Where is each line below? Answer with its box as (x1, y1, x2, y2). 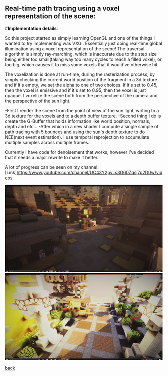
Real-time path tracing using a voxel (5, 4, 120, 13)
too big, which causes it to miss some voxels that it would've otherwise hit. (5, 61, 159, 67)
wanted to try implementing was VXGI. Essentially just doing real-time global (5, 40, 162, 46)
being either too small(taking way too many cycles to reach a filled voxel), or (5, 56, 162, 62)
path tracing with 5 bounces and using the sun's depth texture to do (5, 129, 145, 135)
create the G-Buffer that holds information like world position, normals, (5, 118, 151, 124)
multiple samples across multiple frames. (5, 139, 90, 145)
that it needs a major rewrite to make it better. (5, 154, 99, 160)
